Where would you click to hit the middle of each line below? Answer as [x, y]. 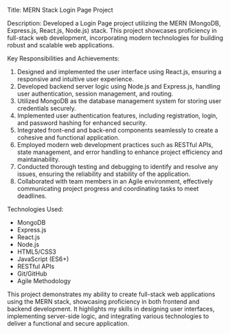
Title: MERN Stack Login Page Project [60, 10]
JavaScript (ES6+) [43, 259]
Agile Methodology [44, 281]
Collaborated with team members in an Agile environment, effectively [115, 181]
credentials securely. [47, 108]
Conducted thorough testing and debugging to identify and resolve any [117, 167]
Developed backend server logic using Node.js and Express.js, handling [119, 86]
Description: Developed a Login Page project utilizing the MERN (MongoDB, [114, 23]
